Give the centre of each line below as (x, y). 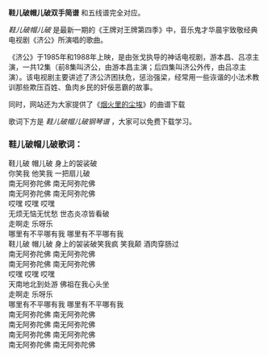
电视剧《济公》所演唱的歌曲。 (58, 40)
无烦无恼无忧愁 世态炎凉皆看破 (59, 214)
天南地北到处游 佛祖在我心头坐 (59, 284)
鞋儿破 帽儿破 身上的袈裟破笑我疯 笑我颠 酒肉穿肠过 (94, 244)
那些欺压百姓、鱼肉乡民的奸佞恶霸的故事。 (86, 87)
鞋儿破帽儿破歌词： (46, 144)
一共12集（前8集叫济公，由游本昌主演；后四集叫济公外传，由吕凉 (131, 67)
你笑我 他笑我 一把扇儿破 (49, 173)
